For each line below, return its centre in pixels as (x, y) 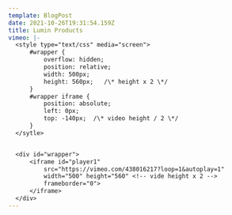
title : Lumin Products (46, 30)
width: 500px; (67, 74)
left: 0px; (61, 111)
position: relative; (77, 67)
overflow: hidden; (74, 60)
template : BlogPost (40, 15)
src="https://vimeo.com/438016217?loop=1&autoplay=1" (134, 169)
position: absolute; (77, 104)
